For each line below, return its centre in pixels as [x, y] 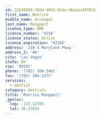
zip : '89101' [19, 66]
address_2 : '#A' [22, 52]
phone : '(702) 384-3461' [31, 71]
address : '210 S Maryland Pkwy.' [40, 48]
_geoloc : [14, 99]
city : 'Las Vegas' [24, 57]
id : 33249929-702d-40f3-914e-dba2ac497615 [50, 10]
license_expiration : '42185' [36, 43]
